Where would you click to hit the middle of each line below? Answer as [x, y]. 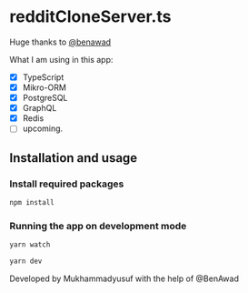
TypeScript [43, 77]
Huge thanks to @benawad [60, 42]
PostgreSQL [45, 98]
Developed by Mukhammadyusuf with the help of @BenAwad [124, 278]
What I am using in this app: [61, 59]
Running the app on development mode [98, 226]
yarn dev [26, 261]
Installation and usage [74, 158]
